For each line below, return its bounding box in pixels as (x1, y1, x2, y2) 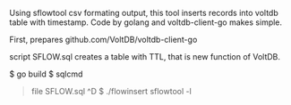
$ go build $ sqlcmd (9, 69, 83, 79)
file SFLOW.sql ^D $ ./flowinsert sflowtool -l (30, 86, 193, 96)
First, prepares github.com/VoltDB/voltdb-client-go (9, 35, 198, 44)
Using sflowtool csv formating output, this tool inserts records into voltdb (9, 8, 279, 18)
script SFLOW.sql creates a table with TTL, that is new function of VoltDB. (9, 52, 280, 61)
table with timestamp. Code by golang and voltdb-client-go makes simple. (9, 17, 283, 28)
